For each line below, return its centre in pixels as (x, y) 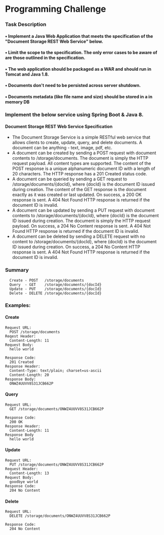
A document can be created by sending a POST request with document (84, 153)
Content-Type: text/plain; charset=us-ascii (56, 370)
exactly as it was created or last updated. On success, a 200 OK (77, 195)
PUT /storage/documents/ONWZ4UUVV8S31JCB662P (57, 465)
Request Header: (22, 469)
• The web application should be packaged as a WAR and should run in (78, 69)
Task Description (26, 25)
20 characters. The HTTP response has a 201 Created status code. (80, 174)
